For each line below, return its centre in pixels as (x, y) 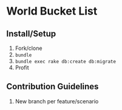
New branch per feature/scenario (57, 101)
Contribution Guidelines (53, 87)
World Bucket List (52, 11)
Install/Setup (31, 34)
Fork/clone (29, 48)
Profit (22, 67)
